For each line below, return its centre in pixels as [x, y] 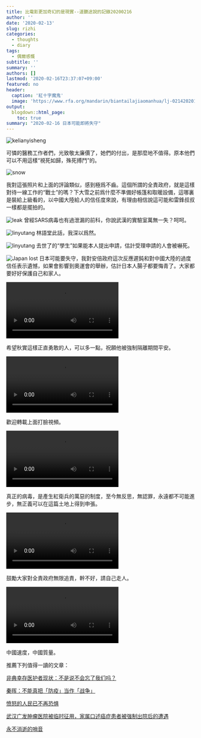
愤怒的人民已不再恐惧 [32, 704]
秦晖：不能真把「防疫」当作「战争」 [51, 691]
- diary [21, 46]
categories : [21, 34]
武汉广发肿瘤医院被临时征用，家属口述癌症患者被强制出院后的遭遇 [87, 716]
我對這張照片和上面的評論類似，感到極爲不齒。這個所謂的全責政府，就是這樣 [100, 185]
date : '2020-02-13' [31, 23]
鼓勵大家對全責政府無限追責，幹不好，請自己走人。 [69, 578]
